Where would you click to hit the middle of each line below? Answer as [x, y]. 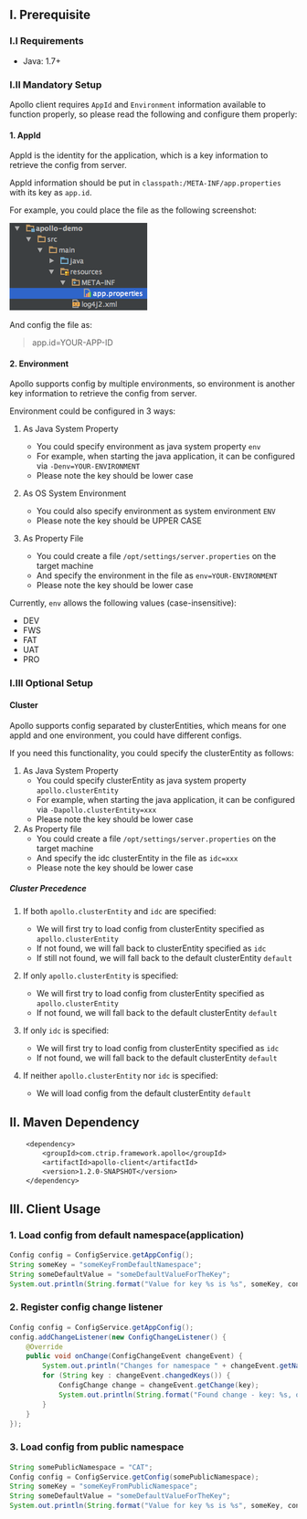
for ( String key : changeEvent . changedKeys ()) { [137, 1376]
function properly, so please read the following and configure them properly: [153, 114]
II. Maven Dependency [74, 1122]
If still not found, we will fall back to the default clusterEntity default [164, 958]
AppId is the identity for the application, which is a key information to [139, 155]
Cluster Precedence [48, 889]
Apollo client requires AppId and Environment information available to [138, 104]
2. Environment [39, 364]
